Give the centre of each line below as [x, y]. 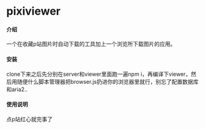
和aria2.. [17, 89]
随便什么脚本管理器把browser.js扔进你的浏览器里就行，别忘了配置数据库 [108, 81]
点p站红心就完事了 [30, 119]
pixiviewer [34, 11]
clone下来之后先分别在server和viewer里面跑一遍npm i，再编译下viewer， [99, 74]
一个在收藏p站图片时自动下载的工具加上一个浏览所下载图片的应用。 [91, 44]
